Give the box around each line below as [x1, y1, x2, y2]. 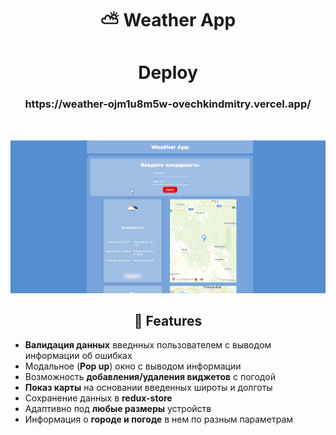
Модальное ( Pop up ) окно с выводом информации [24, 360, 242, 372]
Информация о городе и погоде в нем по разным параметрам [24, 413, 294, 426]
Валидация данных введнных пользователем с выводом [24, 339, 272, 351]
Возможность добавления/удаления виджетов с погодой [24, 371, 276, 383]
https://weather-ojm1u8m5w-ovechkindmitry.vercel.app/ [24, 97, 312, 111]
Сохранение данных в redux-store [24, 392, 173, 404]
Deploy [138, 62, 198, 84]
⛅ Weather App [99, 9, 237, 32]
